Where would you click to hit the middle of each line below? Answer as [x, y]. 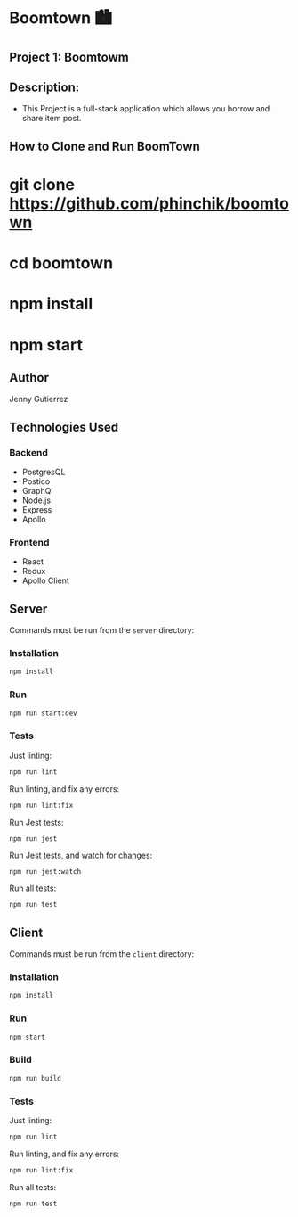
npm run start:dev [43, 713]
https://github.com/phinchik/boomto [149, 203]
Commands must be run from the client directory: [102, 954]
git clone [42, 184]
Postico [36, 481]
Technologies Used [64, 427]
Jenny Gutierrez [39, 399]
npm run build [36, 1078]
